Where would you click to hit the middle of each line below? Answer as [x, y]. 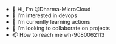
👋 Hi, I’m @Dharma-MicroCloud [51, 9]
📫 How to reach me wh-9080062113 [58, 35]
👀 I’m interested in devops [45, 15]
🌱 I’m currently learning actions [51, 22]
